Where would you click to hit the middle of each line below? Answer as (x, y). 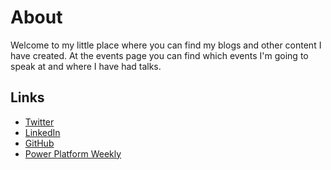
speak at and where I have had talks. (86, 66)
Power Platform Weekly (73, 153)
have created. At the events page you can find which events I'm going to (159, 55)
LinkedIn (42, 132)
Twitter (39, 122)
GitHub (39, 143)
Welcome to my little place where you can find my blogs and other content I (166, 45)
